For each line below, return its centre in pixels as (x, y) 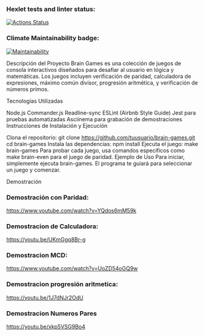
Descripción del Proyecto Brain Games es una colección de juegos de (94, 63)
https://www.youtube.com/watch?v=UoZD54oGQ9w (72, 268)
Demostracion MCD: (37, 256)
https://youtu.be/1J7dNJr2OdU (45, 298)
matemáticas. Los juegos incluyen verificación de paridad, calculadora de (99, 76)
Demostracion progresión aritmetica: (62, 284)
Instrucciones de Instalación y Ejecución (57, 125)
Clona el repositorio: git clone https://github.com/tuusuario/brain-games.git (101, 137)
